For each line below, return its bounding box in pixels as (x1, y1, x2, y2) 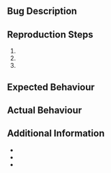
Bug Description (7, 5, 77, 17)
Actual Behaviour (7, 104, 82, 116)
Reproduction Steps (7, 29, 93, 40)
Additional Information (7, 128, 105, 139)
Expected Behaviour (7, 81, 95, 93)
